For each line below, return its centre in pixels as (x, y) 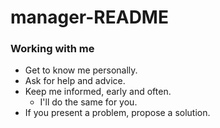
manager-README (89, 17)
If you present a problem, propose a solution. (117, 113)
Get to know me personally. (81, 70)
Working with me (52, 49)
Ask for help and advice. (75, 81)
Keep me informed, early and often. (98, 92)
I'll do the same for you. (88, 102)
